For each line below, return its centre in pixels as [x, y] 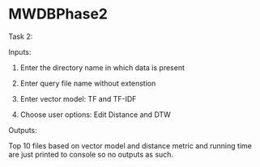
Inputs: [20, 52]
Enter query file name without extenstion [88, 83]
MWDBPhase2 [58, 14]
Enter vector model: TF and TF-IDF [78, 98]
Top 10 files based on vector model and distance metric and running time [130, 145]
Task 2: [21, 36]
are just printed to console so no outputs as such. [91, 154]
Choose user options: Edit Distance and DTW [96, 115]
